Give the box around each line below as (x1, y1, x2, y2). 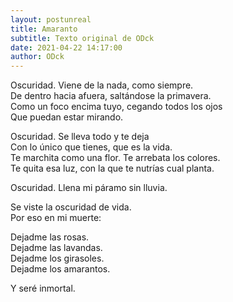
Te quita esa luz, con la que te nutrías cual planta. (10, 162, 215, 175)
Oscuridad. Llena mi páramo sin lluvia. (10, 182, 168, 194)
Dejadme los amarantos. (10, 263, 111, 275)
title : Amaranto (10, 24, 78, 34)
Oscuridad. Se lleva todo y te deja (10, 131, 150, 143)
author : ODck (10, 52, 65, 62)
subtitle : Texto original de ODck (10, 33, 155, 43)
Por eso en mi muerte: (10, 212, 102, 224)
